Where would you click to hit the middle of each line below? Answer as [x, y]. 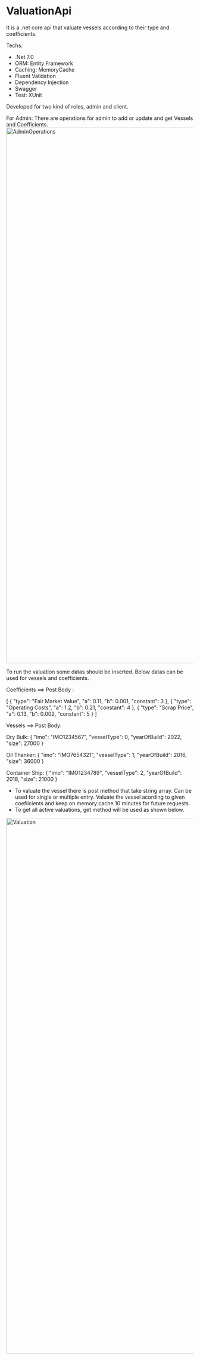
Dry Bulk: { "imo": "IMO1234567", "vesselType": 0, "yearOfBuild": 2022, [94, 737]
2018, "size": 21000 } [32, 779]
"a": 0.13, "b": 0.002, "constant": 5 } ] [51, 713]
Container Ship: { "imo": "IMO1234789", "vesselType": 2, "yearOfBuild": [94, 772]
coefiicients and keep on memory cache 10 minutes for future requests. [102, 803]
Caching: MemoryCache [45, 69]
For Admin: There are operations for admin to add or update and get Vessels [100, 118]
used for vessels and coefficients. [48, 678]
